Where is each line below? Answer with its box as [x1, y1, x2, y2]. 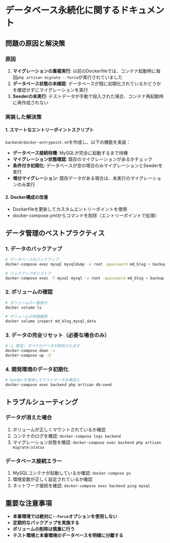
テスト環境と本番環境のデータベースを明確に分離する [12, 532, 124, 538]
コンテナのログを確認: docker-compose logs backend [12, 433, 121, 439]
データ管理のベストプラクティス [5, 229, 105, 237]
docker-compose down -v [5, 348, 56, 353]
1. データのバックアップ [5, 245, 62, 252]
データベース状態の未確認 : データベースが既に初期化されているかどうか [12, 80, 161, 87]
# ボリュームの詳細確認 [5, 314, 48, 319]
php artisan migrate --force [17, 75, 79, 80]
